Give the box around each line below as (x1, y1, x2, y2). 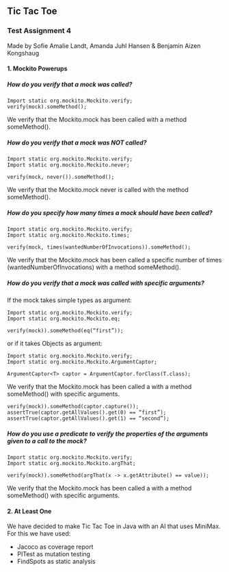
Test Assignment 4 (7, 26, 72, 36)
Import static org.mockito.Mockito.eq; (7, 315, 121, 323)
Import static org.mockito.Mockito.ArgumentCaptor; (7, 359, 157, 366)
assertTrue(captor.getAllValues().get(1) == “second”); (7, 415, 170, 422)
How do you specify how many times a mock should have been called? (7, 208, 213, 216)
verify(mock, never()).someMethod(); (7, 174, 115, 181)
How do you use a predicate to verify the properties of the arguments (7, 430, 208, 438)
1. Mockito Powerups (7, 64, 68, 73)
